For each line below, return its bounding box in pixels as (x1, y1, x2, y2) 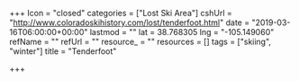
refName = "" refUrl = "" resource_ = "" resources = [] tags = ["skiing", (9, 36, 272, 47)
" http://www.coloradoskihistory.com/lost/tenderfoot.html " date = (9, 17, 250, 28)
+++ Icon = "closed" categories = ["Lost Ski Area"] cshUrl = (9, 8, 232, 18)
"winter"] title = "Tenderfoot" (9, 46, 117, 57)
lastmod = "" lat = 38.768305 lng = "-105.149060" (89, 27, 275, 37)
